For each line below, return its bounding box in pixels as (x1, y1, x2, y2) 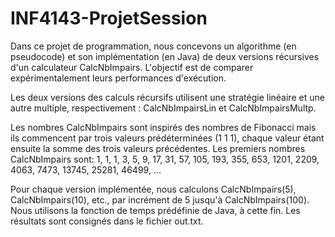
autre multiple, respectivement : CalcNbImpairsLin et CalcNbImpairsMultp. (10, 102, 317, 114)
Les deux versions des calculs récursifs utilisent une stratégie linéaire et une (10, 91, 325, 103)
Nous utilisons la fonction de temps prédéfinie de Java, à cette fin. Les (10, 204, 301, 216)
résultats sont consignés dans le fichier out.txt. (10, 215, 204, 227)
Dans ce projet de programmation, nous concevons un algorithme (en (10, 40, 297, 52)
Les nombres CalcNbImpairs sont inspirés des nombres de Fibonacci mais (10, 121, 317, 133)
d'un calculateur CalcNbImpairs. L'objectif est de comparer (10, 61, 254, 73)
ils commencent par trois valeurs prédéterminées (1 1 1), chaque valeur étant (10, 132, 325, 144)
